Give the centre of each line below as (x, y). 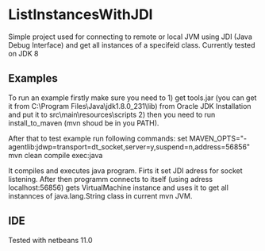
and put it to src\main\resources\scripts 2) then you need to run (112, 114)
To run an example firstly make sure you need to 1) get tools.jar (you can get (132, 98)
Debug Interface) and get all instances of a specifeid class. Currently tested (132, 44)
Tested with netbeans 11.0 (50, 240)
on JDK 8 (23, 53)
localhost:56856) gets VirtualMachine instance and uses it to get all (118, 187)
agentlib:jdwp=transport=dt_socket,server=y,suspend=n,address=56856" (129, 147)
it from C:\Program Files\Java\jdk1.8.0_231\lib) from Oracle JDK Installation (130, 106)
